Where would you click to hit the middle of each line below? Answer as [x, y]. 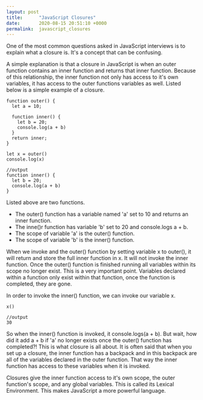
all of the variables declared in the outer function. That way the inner [92, 360]
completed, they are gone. [39, 284]
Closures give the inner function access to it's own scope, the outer [91, 378]
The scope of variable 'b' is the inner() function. [75, 240]
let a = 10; [27, 107]
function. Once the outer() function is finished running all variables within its [101, 265]
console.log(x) [25, 159]
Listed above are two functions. [46, 202]
